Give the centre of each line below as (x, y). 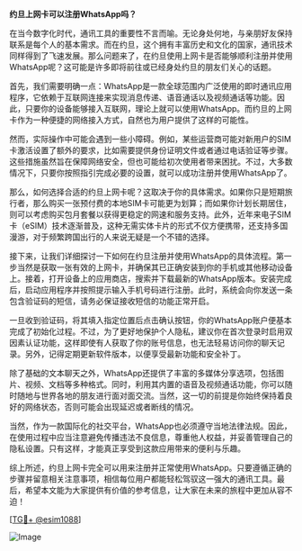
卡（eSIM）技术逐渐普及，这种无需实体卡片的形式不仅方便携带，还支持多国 (149, 226)
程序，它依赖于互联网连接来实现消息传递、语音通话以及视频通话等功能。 (143, 97)
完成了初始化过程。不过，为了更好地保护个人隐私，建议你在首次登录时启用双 (151, 331)
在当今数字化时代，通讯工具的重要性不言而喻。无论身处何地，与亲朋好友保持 (151, 33)
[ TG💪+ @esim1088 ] (45, 519)
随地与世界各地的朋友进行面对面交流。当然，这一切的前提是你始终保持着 (151, 396)
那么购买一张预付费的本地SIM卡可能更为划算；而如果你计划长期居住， (162, 203)
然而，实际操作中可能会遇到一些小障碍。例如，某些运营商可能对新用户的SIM (151, 139)
